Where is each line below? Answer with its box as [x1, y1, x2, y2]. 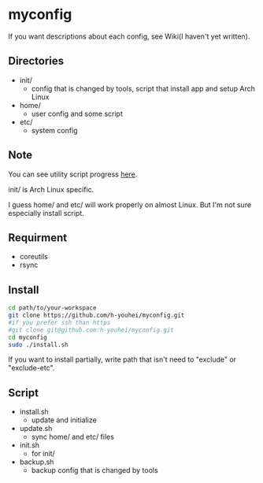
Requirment [8, 231, 68, 244]
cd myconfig [8, 333, 47, 341]
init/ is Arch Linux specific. [8, 184, 94, 194]
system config [31, 125, 78, 135]
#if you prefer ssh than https [8, 318, 111, 326]
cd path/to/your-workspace [8, 304, 97, 312]
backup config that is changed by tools [31, 466, 159, 475]
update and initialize [31, 415, 97, 425]
